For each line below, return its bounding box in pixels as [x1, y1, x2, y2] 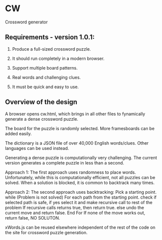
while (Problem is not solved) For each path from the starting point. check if [5, 194, 157, 200]
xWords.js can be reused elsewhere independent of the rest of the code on [5, 224, 156, 230]
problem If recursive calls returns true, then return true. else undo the [5, 204, 144, 210]
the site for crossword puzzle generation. [5, 229, 88, 235]
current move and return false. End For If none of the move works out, [5, 210, 145, 216]
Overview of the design [5, 98, 78, 106]
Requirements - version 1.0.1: [5, 33, 95, 41]
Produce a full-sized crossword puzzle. [12, 46, 91, 52]
